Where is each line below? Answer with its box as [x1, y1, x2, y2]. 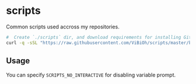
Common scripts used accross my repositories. [6, 23, 120, 30]
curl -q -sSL [6, 39, 38, 46]
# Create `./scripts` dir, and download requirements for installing [6, 34, 181, 40]
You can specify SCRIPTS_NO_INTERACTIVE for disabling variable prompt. [6, 71, 176, 78]
